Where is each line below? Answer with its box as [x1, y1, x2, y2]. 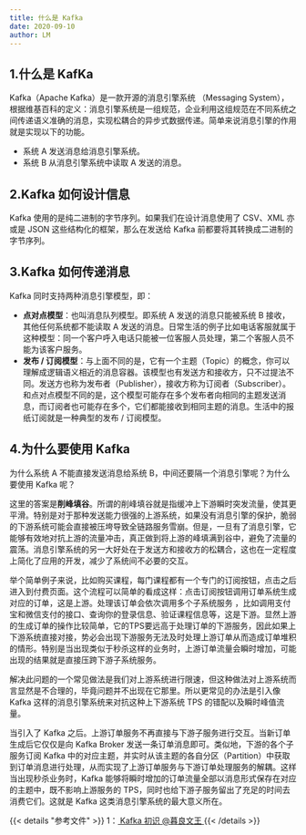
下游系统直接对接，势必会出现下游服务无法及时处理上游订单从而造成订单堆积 [9, 631, 297, 643]
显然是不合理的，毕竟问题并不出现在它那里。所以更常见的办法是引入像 [16, 685, 280, 696]
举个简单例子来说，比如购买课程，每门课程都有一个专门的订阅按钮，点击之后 [9, 574, 297, 585]
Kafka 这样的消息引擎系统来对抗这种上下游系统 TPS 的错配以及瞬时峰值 [9, 696, 277, 707]
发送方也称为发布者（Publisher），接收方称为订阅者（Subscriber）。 [38, 377, 291, 388]
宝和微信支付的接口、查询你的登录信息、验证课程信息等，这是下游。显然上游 [9, 608, 297, 620]
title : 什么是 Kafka [9, 13, 84, 23]
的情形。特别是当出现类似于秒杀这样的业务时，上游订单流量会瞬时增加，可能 [9, 643, 297, 654]
